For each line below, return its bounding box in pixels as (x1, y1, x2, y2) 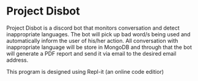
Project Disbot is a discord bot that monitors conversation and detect (6, 24, 180, 31)
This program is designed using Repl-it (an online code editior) (6, 68, 164, 75)
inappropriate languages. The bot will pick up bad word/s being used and (6, 30, 191, 37)
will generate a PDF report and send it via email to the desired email (6, 50, 177, 57)
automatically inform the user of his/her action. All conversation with (6, 37, 178, 44)
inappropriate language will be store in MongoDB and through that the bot (6, 44, 193, 51)
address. (6, 56, 29, 63)
